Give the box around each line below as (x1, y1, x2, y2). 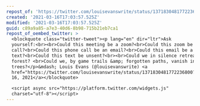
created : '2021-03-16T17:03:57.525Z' (6, 14, 100, 20)
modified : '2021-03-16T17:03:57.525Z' (6, 20, 102, 25)
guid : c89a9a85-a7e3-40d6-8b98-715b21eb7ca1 (6, 25, 118, 31)
